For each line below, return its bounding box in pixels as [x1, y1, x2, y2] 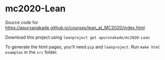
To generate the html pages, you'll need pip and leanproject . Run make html [5, 44, 161, 50]
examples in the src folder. [5, 49, 58, 55]
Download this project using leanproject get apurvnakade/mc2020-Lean [5, 34, 150, 40]
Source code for [5, 19, 39, 25]
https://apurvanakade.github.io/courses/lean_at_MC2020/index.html [5, 24, 145, 30]
